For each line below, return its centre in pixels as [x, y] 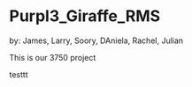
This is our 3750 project [53, 57]
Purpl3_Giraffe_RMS [85, 16]
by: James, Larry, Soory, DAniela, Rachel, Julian [96, 40]
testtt [19, 74]
